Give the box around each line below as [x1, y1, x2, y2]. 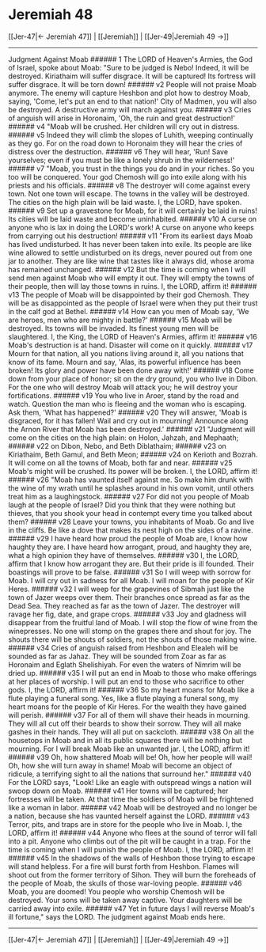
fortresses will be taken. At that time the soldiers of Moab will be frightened [8, 794, 254, 804]
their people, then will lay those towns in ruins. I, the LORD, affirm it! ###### [8, 281, 257, 290]
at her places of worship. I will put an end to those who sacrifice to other [8, 677, 245, 686]
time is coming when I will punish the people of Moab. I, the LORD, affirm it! [8, 844, 253, 854]
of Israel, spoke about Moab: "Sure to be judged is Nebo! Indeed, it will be [8, 63, 249, 72]
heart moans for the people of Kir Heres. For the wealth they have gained [8, 702, 247, 711]
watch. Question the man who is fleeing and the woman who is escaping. [8, 399, 247, 408]
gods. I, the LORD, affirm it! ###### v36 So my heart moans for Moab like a [8, 685, 255, 694]
